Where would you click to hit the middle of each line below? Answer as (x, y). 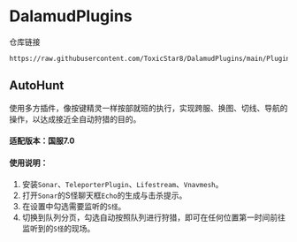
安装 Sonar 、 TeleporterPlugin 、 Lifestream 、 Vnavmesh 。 (122, 184)
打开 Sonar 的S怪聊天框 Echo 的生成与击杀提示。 (104, 195)
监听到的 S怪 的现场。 (58, 228)
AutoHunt (37, 86)
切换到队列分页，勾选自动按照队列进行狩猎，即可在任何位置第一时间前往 (153, 217)
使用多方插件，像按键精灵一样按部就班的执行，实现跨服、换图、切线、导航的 (148, 108)
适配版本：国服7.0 (42, 141)
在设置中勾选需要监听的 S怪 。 (74, 206)
